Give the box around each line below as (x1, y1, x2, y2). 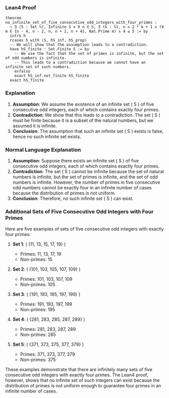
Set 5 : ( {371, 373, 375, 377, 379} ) (12, 342, 84, 348)
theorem (5, 16, 22, 21)
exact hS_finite (10, 78, 44, 83)
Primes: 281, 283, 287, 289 (20, 326, 76, 333)
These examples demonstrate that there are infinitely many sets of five (5, 367, 153, 373)
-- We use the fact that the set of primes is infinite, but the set (14, 51, 164, 56)
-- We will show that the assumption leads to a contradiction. (10, 42, 148, 47)
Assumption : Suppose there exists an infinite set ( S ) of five (12, 157, 139, 163)
